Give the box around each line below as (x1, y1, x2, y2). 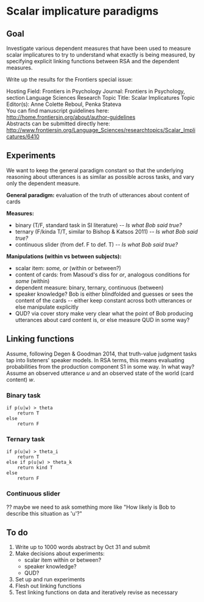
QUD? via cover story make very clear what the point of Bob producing (15, 309, 194, 317)
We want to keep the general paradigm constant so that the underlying (6, 166, 184, 174)
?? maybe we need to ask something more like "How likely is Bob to (6, 503, 175, 511)
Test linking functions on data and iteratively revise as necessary (15, 589, 178, 596)
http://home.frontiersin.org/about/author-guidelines (6, 114, 136, 121)
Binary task (6, 391, 41, 399)
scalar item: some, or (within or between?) (15, 264, 122, 271)
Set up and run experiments (15, 576, 85, 583)
